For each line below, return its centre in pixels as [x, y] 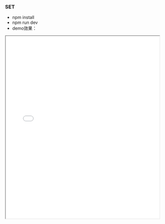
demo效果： [24, 28]
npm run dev [25, 22]
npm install [23, 18]
